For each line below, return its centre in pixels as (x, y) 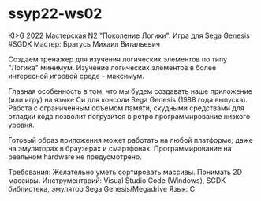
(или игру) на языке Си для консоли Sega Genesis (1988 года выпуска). (128, 99)
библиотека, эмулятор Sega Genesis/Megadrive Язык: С (102, 188)
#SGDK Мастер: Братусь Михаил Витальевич (84, 43)
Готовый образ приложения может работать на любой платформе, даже (131, 140)
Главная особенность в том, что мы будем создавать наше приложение (130, 91)
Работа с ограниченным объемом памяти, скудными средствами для (126, 108)
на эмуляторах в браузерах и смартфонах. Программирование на (120, 148)
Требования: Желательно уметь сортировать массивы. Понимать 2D (125, 172)
